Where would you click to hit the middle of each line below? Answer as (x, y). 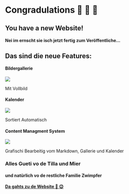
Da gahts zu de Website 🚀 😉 (34, 187)
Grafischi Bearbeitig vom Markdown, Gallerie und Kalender (64, 151)
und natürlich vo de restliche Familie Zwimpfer (53, 175)
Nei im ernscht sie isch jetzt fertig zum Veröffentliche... (63, 41)
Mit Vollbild (16, 88)
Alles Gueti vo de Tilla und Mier (43, 164)
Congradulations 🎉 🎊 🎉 (52, 10)
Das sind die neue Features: (49, 56)
